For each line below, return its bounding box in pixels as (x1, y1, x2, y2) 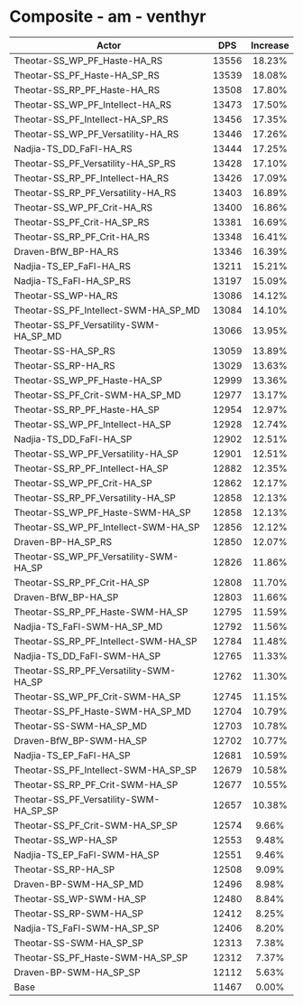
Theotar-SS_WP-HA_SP (14, 833, 118, 846)
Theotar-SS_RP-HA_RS (14, 359, 115, 371)
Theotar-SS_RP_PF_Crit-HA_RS (14, 230, 151, 243)
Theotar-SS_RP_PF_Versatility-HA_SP (14, 491, 176, 503)
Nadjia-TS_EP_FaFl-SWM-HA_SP (14, 848, 160, 860)
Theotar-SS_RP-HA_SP (14, 863, 115, 876)
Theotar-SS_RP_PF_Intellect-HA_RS (14, 172, 170, 184)
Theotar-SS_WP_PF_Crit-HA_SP (14, 476, 152, 489)
